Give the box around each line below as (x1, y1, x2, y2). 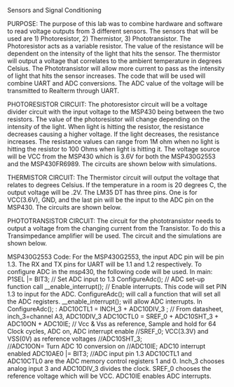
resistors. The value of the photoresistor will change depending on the (7, 115, 210, 123)
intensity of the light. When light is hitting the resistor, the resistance (7, 123, 204, 130)
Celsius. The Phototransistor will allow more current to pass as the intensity (7, 64, 225, 72)
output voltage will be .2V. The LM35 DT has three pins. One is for (7, 189, 198, 196)
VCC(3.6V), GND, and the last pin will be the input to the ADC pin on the (7, 196, 214, 204)
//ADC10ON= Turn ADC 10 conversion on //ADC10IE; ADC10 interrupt (7, 342, 206, 350)
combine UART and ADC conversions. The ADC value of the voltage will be (7, 79, 224, 87)
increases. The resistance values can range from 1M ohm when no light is (7, 137, 220, 146)
